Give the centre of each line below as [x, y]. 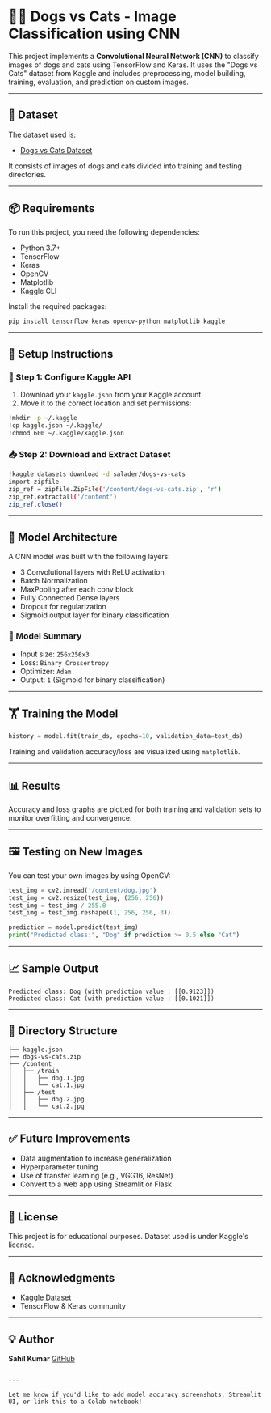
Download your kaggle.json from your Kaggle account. [111, 395]
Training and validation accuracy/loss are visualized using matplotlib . [124, 752]
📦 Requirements [52, 208]
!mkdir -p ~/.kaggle [43, 418]
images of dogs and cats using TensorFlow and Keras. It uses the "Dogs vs [133, 65]
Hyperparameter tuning [59, 1167]
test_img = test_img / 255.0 [57, 906]
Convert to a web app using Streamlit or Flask [96, 1184]
